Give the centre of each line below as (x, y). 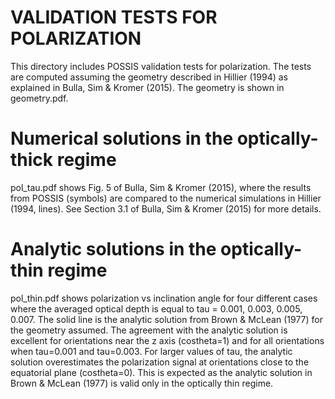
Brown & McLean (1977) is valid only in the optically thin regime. (142, 383)
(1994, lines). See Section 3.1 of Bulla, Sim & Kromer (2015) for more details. (166, 208)
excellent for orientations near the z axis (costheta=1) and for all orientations (167, 340)
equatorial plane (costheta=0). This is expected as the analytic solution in (161, 372)
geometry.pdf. (39, 98)
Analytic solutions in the (113, 249)
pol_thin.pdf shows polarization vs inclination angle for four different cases (164, 298)
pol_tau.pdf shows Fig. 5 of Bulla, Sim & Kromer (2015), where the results (161, 187)
